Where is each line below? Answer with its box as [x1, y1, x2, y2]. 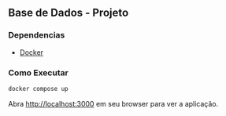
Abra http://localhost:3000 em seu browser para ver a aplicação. [8, 99, 219, 108]
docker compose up [8, 85, 69, 92]
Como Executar [8, 67, 69, 78]
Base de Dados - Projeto [8, 6, 129, 20]
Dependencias [8, 30, 65, 41]
